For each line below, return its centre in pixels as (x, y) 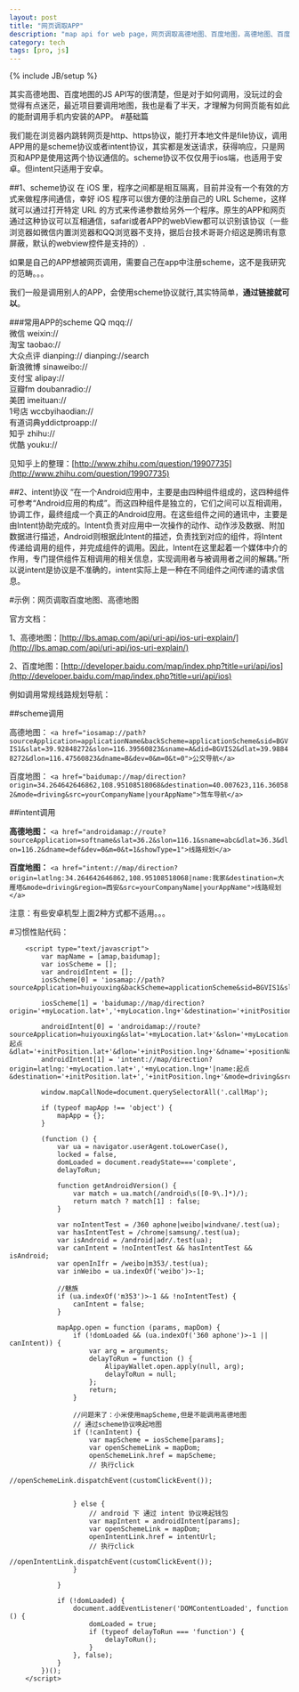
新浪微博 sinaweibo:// (48, 367)
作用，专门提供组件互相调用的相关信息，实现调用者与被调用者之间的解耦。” (145, 559)
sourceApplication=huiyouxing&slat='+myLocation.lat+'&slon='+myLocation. (151, 1035)
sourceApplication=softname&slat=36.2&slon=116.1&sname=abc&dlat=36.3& (145, 841)
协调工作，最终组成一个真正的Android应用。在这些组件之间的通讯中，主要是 (148, 514)
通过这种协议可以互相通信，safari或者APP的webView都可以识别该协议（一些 (149, 221)
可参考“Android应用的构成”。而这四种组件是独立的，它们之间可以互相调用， (148, 503)
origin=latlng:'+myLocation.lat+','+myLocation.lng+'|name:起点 (129, 1069)
